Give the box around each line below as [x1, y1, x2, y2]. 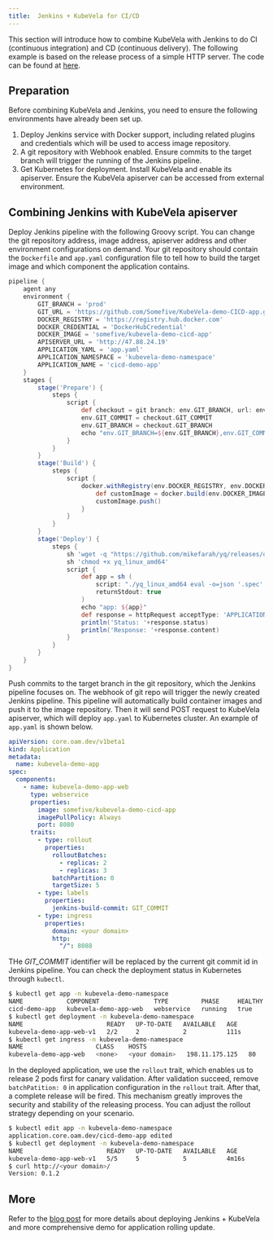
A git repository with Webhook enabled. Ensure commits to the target [19, 147, 252, 157]
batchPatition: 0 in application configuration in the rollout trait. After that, [8, 1083, 262, 1093]
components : [15, 776, 57, 784]
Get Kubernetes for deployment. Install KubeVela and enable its [19, 165, 232, 174]
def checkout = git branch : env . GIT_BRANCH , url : [80, 407, 253, 415]
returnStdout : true [95, 588, 162, 596]
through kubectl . [8, 974, 65, 984]
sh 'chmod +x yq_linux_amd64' [66, 557, 169, 566]
